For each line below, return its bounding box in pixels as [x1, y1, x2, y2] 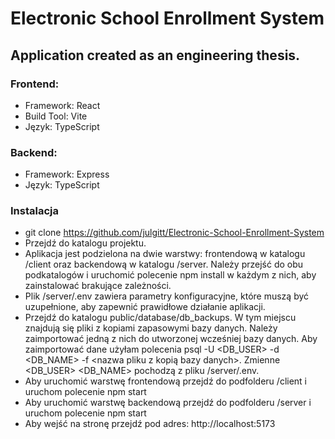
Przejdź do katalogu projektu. [24, 237, 147, 249]
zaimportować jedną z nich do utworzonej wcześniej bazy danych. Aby [24, 333, 318, 345]
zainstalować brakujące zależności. [24, 280, 172, 292]
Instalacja [10, 204, 59, 218]
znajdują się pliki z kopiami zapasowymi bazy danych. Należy [24, 322, 278, 334]
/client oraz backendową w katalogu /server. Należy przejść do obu [24, 258, 304, 271]
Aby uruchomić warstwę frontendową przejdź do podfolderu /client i [24, 375, 307, 387]
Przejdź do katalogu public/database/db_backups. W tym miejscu [24, 312, 297, 324]
